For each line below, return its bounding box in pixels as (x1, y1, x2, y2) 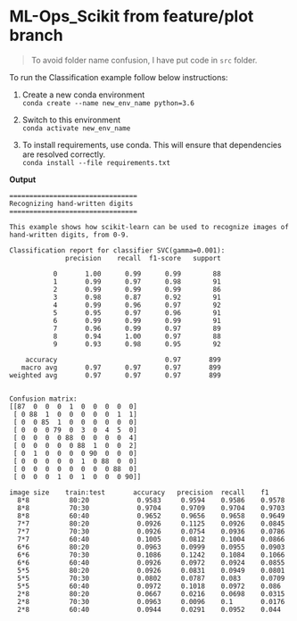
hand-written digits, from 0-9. (9, 230, 129, 239)
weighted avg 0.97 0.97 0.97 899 (9, 370, 221, 380)
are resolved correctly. (21, 149, 105, 160)
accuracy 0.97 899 (25, 355, 221, 364)
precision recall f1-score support (65, 253, 221, 262)
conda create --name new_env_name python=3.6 (21, 98, 194, 108)
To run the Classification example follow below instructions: (9, 71, 228, 82)
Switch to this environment (21, 114, 121, 125)
